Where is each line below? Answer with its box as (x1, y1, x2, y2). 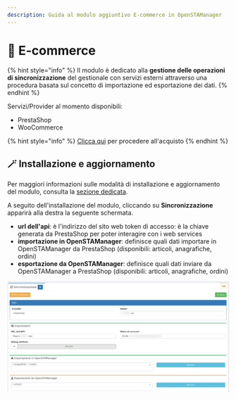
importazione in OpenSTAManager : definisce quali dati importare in (17, 237, 217, 246)
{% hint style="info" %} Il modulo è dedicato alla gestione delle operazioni (7, 65, 225, 74)
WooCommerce (17, 123, 63, 132)
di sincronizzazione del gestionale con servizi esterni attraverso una (7, 73, 208, 82)
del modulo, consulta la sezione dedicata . (7, 187, 128, 196)
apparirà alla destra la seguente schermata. (7, 208, 134, 217)
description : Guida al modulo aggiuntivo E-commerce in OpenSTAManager (7, 11, 222, 18)
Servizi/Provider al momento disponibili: (7, 102, 123, 110)
